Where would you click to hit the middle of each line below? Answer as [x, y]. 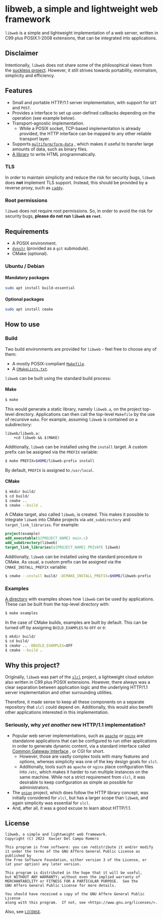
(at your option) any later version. [43, 864]
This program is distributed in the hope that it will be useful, [74, 873]
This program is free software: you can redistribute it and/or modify [79, 847]
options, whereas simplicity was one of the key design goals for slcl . [89, 761]
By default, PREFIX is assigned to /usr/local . [50, 470]
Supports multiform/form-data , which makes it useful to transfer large [83, 144]
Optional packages [25, 299]
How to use [22, 325]
